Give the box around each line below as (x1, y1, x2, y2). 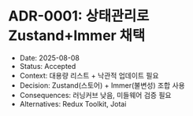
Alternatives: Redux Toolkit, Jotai (19, 99, 127, 108)
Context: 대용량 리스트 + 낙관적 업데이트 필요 (19, 71, 159, 80)
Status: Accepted (19, 61, 76, 71)
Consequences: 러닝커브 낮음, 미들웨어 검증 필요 (19, 90, 172, 100)
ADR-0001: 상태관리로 (8, 7, 150, 25)
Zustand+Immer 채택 (8, 27, 146, 45)
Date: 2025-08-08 (19, 53, 80, 63)
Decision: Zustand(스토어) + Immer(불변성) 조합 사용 (19, 80, 185, 90)
